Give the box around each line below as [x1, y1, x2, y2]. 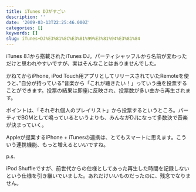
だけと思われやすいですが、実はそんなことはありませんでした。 [6, 60, 160, 67]
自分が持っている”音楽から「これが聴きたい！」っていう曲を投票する [21, 80, 188, 87]
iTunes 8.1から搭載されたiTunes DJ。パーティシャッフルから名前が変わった [6, 53, 187, 59]
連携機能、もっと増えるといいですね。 [16, 141, 109, 148]
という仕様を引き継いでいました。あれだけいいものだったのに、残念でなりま [6, 172, 191, 179]
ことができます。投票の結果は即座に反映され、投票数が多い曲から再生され [6, 87, 186, 94]
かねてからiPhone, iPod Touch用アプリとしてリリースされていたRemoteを [6, 73, 184, 79]
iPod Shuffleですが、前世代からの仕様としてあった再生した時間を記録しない [6, 165, 190, 172]
